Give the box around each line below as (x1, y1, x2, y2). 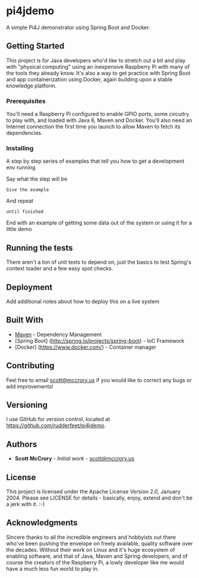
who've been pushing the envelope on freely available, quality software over (6, 539, 193, 547)
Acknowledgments (6, 518, 78, 528)
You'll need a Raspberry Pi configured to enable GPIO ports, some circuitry (6, 110, 189, 118)
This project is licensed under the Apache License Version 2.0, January (6, 488, 181, 495)
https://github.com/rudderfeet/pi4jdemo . (6, 422, 106, 429)
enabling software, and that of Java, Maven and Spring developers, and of (6, 552, 188, 560)
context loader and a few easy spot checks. (6, 265, 113, 272)
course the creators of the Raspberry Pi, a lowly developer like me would (6, 558, 184, 566)
